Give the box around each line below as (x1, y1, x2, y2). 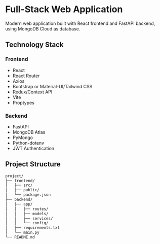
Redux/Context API (12, 89, 53, 95)
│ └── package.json (5, 192, 51, 197)
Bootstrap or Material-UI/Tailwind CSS (12, 83, 93, 89)
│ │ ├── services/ (5, 216, 53, 221)
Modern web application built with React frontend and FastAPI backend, (5, 20, 155, 26)
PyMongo (12, 134, 33, 141)
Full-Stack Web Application (5, 4, 123, 15)
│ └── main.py (5, 230, 39, 235)
